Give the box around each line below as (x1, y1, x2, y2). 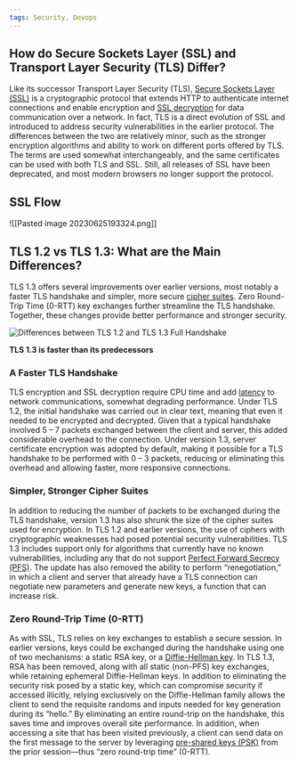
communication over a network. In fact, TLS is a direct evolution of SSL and (9, 112, 286, 123)
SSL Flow (9, 194, 61, 209)
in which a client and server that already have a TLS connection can (9, 571, 258, 582)
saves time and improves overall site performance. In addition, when (9, 718, 260, 729)
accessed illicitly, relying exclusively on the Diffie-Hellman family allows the (9, 689, 286, 700)
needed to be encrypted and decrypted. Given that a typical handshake (9, 415, 271, 426)
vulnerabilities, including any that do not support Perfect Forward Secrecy (9, 552, 280, 563)
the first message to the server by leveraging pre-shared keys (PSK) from (9, 737, 278, 747)
